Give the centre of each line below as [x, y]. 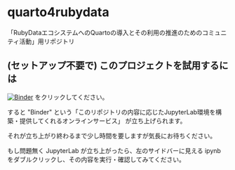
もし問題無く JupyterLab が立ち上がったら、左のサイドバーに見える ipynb [114, 150]
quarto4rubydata [59, 12]
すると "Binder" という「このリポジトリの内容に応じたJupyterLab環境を [112, 112]
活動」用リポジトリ [47, 41]
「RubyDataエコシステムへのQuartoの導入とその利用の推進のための [105, 32]
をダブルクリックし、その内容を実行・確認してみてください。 [96, 159]
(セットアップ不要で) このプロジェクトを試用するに [118, 66]
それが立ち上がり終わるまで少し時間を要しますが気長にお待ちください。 [112, 136]
